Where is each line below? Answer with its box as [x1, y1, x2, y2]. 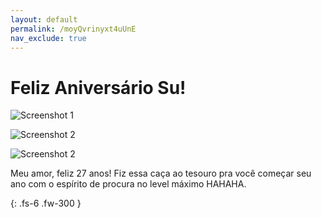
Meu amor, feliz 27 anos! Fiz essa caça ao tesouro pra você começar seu [10, 167, 312, 180]
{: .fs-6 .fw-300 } [10, 197, 82, 210]
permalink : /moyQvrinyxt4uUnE [10, 24, 137, 34]
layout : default [10, 14, 78, 25]
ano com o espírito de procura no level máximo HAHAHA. [10, 178, 247, 190]
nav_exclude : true [10, 33, 87, 43]
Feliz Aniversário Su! [10, 76, 187, 99]
